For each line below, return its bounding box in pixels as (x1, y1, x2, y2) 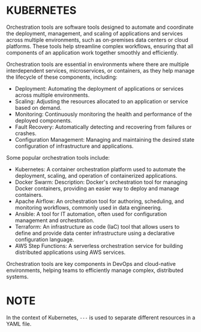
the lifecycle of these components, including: (6, 73, 118, 80)
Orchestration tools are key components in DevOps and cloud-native (6, 260, 176, 267)
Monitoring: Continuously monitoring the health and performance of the (14, 110, 192, 118)
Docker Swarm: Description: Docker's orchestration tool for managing (14, 178, 188, 186)
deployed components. (14, 116, 73, 124)
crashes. (14, 130, 37, 137)
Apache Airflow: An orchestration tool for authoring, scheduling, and (14, 198, 184, 205)
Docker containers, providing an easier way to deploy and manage (14, 184, 179, 192)
